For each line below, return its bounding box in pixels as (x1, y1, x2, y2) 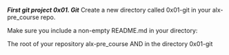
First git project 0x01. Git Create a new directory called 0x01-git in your (7, 6, 211, 14)
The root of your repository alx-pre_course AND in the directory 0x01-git (7, 40, 213, 47)
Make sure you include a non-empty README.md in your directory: (7, 27, 198, 34)
